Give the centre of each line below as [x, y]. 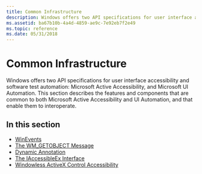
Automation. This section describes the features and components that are [97, 93]
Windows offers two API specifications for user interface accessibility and [98, 80]
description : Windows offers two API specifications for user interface [99, 17]
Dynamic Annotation [40, 152]
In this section [33, 124]
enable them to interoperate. [41, 106]
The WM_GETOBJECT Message [54, 145]
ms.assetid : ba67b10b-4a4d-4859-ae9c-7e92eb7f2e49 [71, 23]
